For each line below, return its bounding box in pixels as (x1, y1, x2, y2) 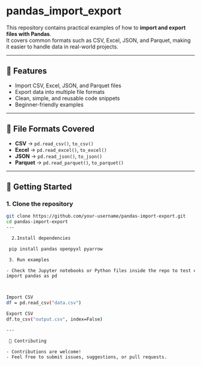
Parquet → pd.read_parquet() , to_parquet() (14, 158, 124, 166)
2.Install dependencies (11, 235, 71, 241)
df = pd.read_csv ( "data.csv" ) (6, 300, 82, 306)
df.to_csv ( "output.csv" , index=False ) (6, 316, 103, 322)
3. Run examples (8, 257, 50, 263)
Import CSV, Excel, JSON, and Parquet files (14, 82, 121, 89)
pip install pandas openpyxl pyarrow (8, 246, 103, 252)
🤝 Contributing (8, 338, 47, 344)
